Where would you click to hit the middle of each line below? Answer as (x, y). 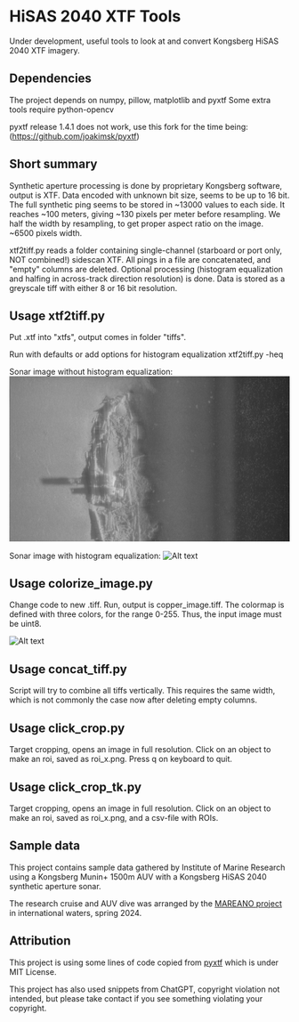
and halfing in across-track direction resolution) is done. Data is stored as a (147, 279)
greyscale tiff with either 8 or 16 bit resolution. (93, 288)
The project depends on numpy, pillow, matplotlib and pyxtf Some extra (140, 100)
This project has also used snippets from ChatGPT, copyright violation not (145, 989)
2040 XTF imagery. (44, 50)
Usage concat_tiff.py (68, 669)
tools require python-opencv (61, 109)
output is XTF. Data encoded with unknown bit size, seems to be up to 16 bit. (149, 195)
